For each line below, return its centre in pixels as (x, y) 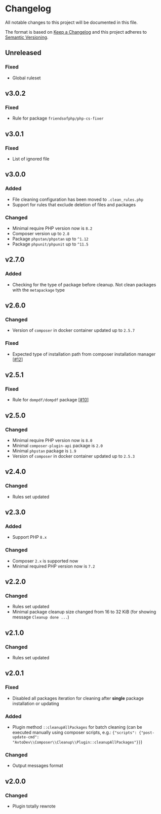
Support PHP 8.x (29, 537)
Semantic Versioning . (27, 37)
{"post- (147, 733)
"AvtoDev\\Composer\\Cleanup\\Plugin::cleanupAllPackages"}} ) (77, 742)
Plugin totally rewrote (34, 806)
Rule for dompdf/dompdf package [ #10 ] (50, 400)
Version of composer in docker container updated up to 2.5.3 (73, 456)
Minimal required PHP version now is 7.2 (54, 566)
